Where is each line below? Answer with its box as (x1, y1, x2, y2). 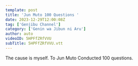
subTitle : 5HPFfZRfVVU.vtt (5, 41, 63, 46)
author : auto (5, 31, 33, 36)
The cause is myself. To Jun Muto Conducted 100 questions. (5, 55, 133, 61)
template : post (5, 7, 38, 13)
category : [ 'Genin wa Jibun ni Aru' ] (5, 27, 86, 32)
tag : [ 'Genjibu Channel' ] (5, 21, 61, 27)
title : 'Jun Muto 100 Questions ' (5, 12, 80, 17)
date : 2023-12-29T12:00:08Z (5, 17, 66, 22)
